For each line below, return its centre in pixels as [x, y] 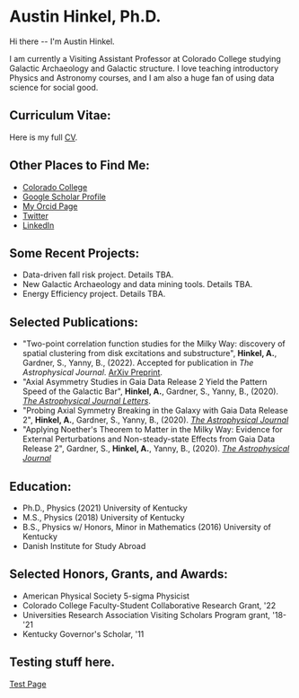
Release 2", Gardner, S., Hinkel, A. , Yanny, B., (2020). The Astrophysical [156, 449]
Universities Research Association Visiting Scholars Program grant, [146, 615]
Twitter [35, 215]
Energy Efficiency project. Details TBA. [94, 294]
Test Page [28, 684]
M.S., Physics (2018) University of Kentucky [104, 517]
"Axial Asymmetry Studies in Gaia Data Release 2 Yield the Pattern [145, 382]
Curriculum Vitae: [60, 115]
